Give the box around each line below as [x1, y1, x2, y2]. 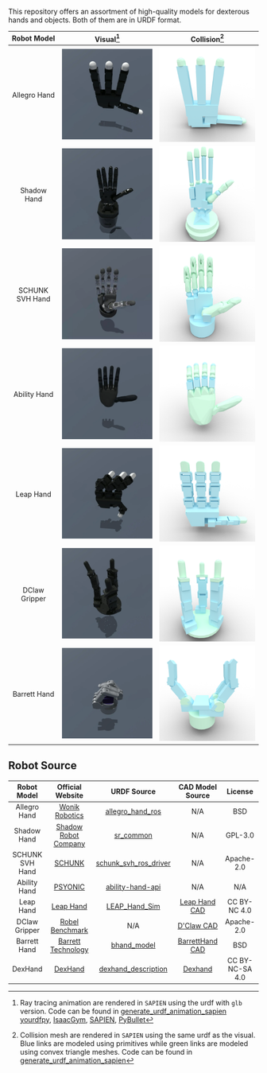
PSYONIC [53, 882, 85, 892]
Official [56, 783, 82, 792]
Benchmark [50, 925, 89, 935]
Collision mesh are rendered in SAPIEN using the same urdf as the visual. [19, 1030, 256, 1040]
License [226, 787, 253, 796]
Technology [50, 944, 89, 954]
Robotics [55, 811, 84, 820]
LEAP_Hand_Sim [106, 901, 161, 911]
